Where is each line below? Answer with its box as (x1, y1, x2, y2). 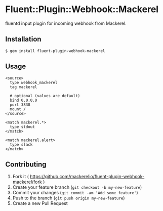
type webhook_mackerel (10, 80, 58, 85)
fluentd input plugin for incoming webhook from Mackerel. (5, 20, 127, 26)
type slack (10, 142, 33, 147)
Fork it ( (12, 174, 29, 180)
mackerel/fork (12, 179, 42, 185)
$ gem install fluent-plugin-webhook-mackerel (5, 48, 105, 54)
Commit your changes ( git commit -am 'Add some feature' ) (12, 190, 138, 196)
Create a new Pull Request (12, 200, 68, 206)
